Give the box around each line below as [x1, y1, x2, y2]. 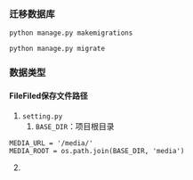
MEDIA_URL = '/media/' [9, 139, 93, 148]
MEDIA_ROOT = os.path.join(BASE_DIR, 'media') [9, 147, 185, 156]
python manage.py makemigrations [9, 29, 133, 37]
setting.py [21, 112, 63, 121]
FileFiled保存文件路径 [9, 90, 89, 101]
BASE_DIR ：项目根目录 [35, 121, 115, 132]
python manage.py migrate [9, 45, 105, 53]
